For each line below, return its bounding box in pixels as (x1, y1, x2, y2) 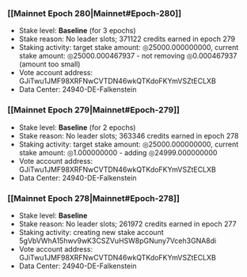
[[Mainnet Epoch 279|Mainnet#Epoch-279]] (7, 104, 180, 116)
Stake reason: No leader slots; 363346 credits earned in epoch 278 (18, 131, 239, 140)
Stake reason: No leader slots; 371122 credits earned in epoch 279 (18, 34, 235, 44)
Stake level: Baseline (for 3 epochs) (18, 26, 136, 36)
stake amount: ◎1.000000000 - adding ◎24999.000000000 (18, 147, 218, 157)
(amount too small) (18, 59, 81, 69)
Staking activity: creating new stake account (18, 227, 164, 237)
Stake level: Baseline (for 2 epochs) (18, 123, 136, 132)
